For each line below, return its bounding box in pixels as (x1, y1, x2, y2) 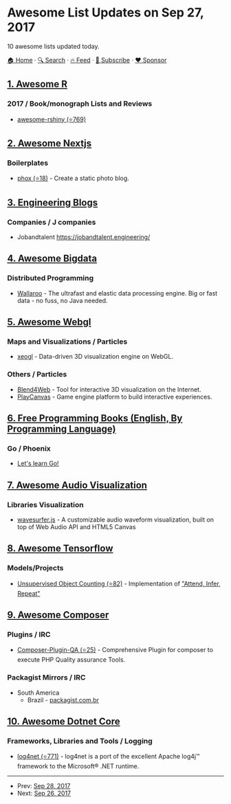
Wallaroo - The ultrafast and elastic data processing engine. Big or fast (16, 289, 218, 297)
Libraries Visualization (7, 500, 84, 509)
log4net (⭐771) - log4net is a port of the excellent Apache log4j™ (16, 752, 200, 761)
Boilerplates (7, 158, 49, 168)
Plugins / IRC (7, 630, 51, 640)
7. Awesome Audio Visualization (7, 479, 148, 491)
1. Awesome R (7, 78, 67, 90)
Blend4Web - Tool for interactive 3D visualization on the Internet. (16, 385, 201, 393)
